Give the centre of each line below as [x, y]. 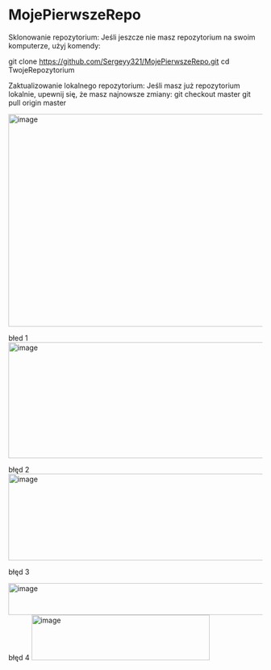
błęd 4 [19, 657]
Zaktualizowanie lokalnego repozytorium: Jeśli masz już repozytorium [124, 85]
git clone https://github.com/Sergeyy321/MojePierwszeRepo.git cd [119, 61]
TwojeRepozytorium [42, 69]
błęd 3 [19, 572]
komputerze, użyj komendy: [54, 45]
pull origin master [38, 102]
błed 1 [18, 338]
